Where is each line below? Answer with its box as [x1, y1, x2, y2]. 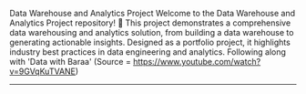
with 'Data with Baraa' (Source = [9, 57, 132, 67]
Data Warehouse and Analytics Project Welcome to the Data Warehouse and [9, 8, 296, 18]
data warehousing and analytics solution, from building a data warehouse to [9, 27, 294, 37]
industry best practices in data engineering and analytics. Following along [9, 47, 287, 57]
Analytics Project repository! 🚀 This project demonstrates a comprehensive [9, 17, 291, 28]
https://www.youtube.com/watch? [133, 57, 261, 67]
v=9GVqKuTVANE [9, 66, 76, 77]
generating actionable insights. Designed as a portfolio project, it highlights [9, 37, 291, 47]
